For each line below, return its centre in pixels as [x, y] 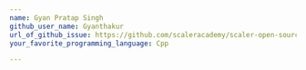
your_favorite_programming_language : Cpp [89, 43]
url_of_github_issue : [51, 35]
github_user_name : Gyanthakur [67, 26]
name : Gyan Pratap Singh [56, 18]
